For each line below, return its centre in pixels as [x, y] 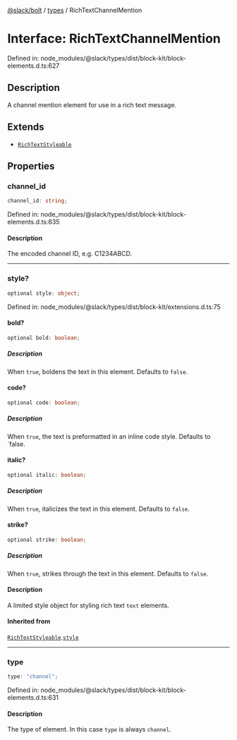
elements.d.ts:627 [34, 66]
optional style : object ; [44, 293]
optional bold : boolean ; [44, 338]
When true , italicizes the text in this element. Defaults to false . [99, 509]
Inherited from [29, 621]
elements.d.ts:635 [34, 222]
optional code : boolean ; [44, 402]
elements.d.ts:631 [33, 698]
